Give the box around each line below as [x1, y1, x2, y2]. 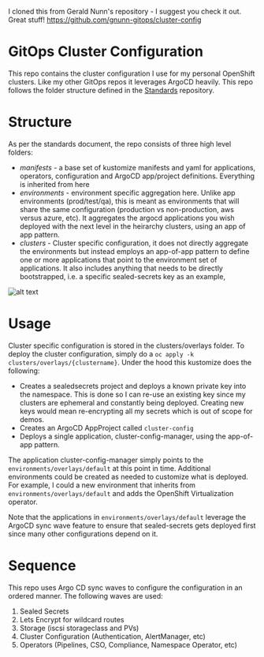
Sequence [8, 557, 76, 574]
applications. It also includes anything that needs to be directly [19, 263, 223, 273]
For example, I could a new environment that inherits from [8, 480, 195, 490]
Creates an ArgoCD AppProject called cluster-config [19, 423, 195, 432]
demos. [19, 414, 45, 424]
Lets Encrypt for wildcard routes [19, 614, 125, 624]
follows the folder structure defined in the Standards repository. [8, 85, 215, 95]
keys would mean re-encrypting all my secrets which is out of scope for [19, 406, 254, 416]
